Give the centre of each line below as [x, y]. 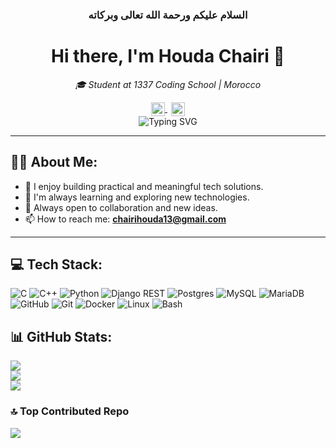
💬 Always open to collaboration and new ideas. [121, 207]
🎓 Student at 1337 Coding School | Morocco [168, 84]
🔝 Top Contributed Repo [70, 411]
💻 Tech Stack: [56, 264]
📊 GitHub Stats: [61, 336]
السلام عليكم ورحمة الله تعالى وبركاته [168, 15]
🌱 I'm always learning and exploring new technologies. [137, 197]
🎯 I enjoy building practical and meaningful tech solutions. [144, 186]
